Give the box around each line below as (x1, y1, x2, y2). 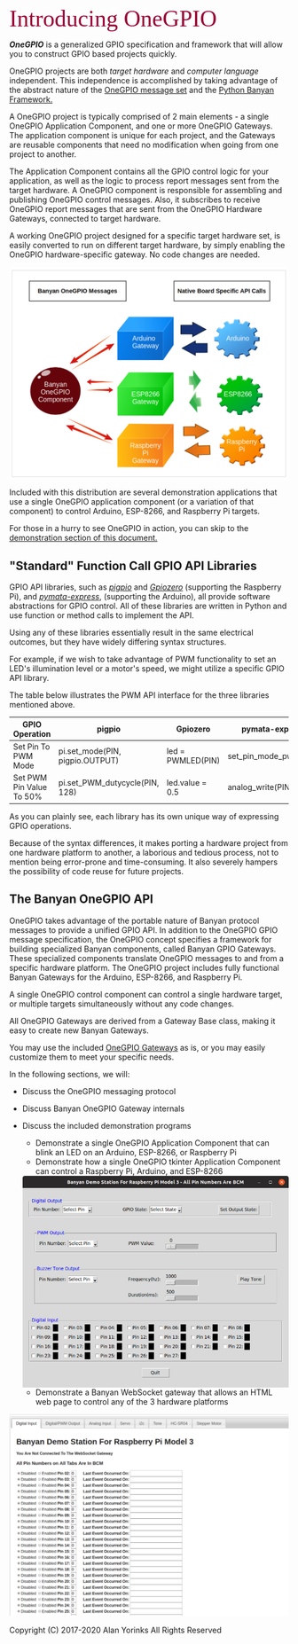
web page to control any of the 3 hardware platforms (35, 1396, 229, 1406)
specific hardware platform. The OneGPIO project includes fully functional (9, 962, 279, 973)
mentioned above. (9, 700, 75, 710)
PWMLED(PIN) (166, 755, 220, 766)
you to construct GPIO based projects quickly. (9, 49, 177, 59)
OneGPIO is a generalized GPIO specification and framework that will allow (9, 39, 284, 50)
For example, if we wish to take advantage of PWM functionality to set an (9, 654, 277, 665)
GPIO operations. (9, 820, 73, 831)
